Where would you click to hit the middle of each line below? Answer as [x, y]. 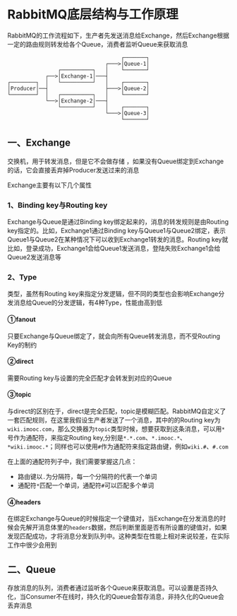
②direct [20, 362]
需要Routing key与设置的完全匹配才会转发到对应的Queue [90, 378]
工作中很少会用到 [32, 545]
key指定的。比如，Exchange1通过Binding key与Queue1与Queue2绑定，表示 [116, 231]
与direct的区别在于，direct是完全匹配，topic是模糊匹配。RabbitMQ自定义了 [117, 411]
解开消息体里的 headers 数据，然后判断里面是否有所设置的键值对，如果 [127, 528]
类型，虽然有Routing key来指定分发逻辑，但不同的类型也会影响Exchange [113, 294]
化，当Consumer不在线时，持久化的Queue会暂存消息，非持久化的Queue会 [116, 596]
